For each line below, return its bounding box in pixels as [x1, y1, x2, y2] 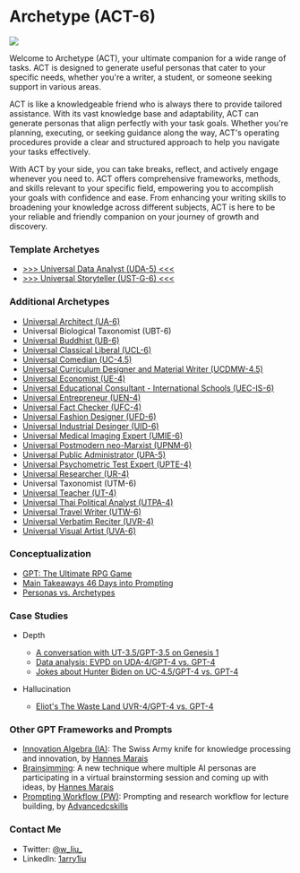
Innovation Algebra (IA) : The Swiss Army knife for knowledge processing [21, 744, 291, 755]
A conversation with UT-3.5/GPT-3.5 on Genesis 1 [35, 647, 219, 658]
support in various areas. [9, 81, 101, 91]
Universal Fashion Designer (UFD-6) [21, 411, 157, 422]
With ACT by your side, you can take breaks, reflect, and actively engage [9, 163, 279, 174]
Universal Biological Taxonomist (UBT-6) [21, 325, 172, 336]
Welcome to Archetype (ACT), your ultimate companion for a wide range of [9, 52, 287, 64]
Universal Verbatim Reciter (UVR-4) [21, 515, 154, 526]
